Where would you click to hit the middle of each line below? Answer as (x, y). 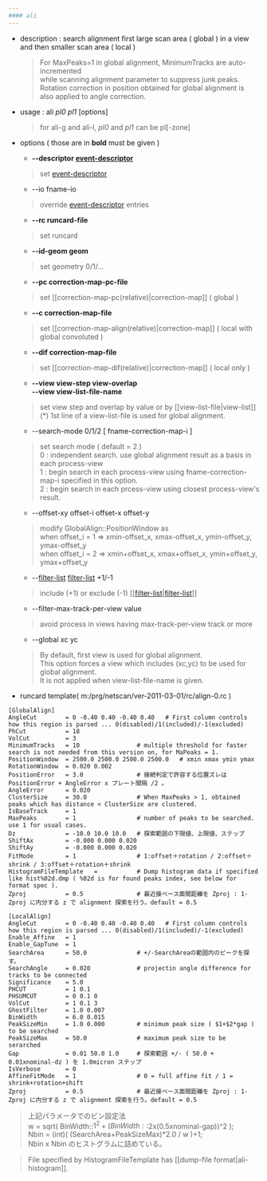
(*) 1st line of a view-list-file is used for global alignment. (132, 415)
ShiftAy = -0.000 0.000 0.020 (73, 847)
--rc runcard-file (60, 219)
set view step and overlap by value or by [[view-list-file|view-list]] (148, 407)
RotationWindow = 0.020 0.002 (60, 766)
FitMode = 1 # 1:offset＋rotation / (111, 856)
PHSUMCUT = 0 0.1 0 (53, 996)
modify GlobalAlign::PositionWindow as (104, 528)
